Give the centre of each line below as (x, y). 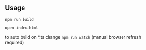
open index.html (22, 28)
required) (14, 42)
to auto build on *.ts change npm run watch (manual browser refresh (73, 37)
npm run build (20, 19)
